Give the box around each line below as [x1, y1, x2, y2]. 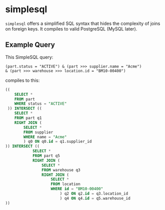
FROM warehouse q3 [41, 167, 81, 172]
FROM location [50, 182, 81, 187]
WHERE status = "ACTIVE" [14, 101, 67, 106]
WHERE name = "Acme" [23, 134, 67, 139]
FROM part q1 [14, 115, 42, 121]
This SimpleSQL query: [5, 54, 53, 60]
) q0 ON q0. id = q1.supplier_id [23, 139, 92, 144]
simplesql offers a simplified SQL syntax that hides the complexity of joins [5, 20, 160, 26]
